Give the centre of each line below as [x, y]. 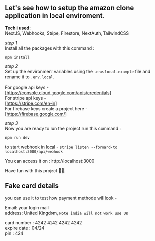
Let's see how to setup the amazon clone [70, 8]
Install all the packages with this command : [50, 48]
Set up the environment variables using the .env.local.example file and [77, 71]
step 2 [12, 66]
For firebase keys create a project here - [46, 108]
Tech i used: [18, 28]
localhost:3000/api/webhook [34, 151]
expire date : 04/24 [25, 228]
